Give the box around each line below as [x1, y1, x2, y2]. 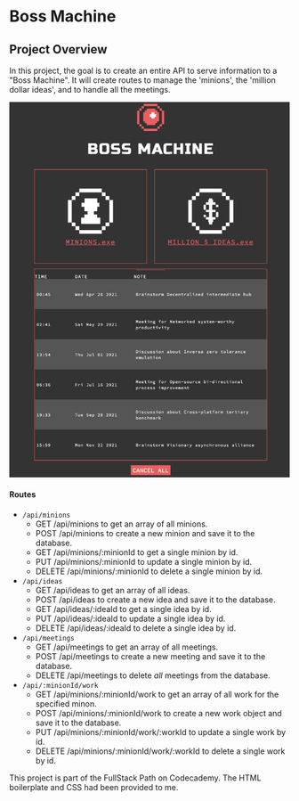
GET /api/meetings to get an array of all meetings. [35, 642, 219, 652]
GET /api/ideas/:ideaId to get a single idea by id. [35, 603, 212, 614]
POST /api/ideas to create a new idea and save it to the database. [35, 594, 276, 605]
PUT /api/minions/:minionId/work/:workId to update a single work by [35, 726, 287, 737]
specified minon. [35, 698, 97, 709]
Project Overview [9, 42, 108, 57]
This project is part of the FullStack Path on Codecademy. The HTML [9, 772, 262, 783]
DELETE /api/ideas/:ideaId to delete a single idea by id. [35, 622, 237, 633]
